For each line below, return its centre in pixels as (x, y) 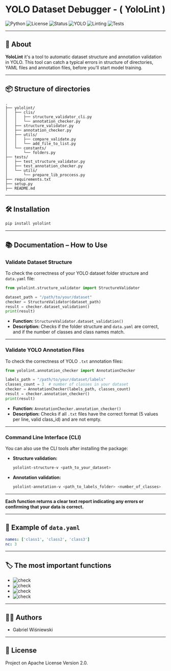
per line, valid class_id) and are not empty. (57, 419)
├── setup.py (19, 184)
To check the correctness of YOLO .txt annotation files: (64, 361)
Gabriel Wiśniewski (33, 630)
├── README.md (20, 188)
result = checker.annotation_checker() (48, 394)
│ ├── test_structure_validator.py (45, 161)
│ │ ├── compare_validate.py (41, 139)
